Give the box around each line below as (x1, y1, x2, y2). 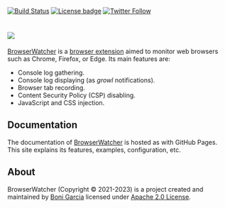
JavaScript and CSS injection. (17, 98, 105, 106)
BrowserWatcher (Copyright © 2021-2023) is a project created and (7, 185, 204, 193)
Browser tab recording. (17, 83, 85, 92)
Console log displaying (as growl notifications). (17, 75, 155, 84)
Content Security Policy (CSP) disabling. (17, 91, 136, 99)
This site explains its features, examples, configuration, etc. (7, 146, 181, 154)
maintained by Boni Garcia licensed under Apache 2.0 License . (7, 192, 192, 201)
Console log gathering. (17, 68, 85, 77)
